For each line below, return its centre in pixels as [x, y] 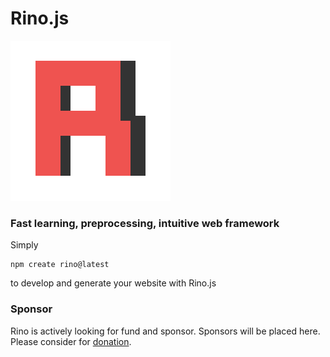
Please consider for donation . [71, 341]
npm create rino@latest [60, 265]
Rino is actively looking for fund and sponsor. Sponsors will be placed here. [165, 331]
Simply [24, 245]
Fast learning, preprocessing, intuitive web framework [145, 223]
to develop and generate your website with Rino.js [113, 283]
